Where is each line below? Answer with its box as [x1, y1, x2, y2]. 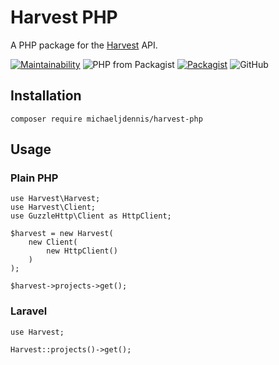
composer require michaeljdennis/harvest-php [10, 114, 203, 124]
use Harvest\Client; [10, 202, 97, 213]
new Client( [28, 237, 78, 248]
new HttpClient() [46, 246, 118, 256]
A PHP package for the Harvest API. [10, 39, 158, 51]
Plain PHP [10, 171, 59, 185]
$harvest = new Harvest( [10, 229, 114, 239]
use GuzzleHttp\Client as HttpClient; [10, 211, 172, 221]
